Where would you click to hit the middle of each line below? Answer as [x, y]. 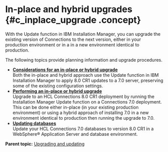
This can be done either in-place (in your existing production [75, 107]
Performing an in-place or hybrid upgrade [57, 91]
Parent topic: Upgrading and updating [45, 144]
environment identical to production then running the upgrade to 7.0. [83, 118]
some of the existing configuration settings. [58, 86]
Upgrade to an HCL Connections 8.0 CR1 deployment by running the [83, 96]
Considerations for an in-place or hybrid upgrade [65, 70]
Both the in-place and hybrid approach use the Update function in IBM [86, 75]
